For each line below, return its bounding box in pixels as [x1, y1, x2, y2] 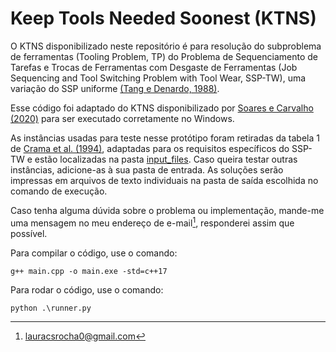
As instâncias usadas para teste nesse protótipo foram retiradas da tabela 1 [10, 132, 320, 144]
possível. [10, 227, 48, 239]
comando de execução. [10, 185, 108, 197]
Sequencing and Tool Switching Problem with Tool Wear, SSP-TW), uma [10, 72, 307, 84]
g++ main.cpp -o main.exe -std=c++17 [10, 266, 168, 276]
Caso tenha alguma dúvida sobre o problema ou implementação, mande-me [10, 204, 325, 216]
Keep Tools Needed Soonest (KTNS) [10, 7, 317, 30]
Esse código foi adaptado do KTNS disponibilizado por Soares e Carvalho [10, 102, 314, 114]
